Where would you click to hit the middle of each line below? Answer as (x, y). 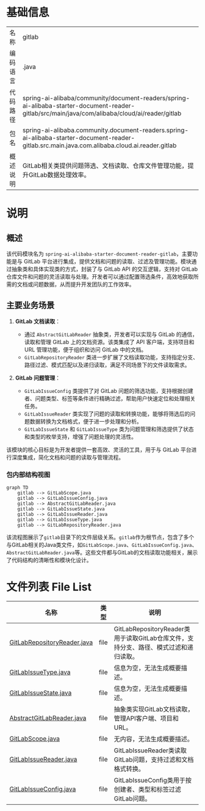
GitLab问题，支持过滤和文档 (154, 760)
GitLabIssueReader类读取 (150, 750)
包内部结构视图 (28, 474)
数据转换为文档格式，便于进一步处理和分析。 (86, 421)
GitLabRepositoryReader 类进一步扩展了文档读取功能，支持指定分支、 (111, 357)
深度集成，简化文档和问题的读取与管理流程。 (67, 457)
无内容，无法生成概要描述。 (154, 739)
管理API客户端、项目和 (146, 718)
